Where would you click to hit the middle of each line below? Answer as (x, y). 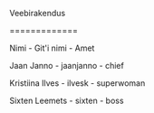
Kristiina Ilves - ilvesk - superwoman (77, 83)
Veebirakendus (38, 13)
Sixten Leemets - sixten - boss (67, 100)
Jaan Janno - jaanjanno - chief (67, 66)
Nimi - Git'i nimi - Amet (52, 48)
